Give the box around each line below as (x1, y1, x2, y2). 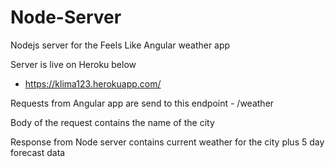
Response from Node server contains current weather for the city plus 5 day (10, 136, 325, 148)
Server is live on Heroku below (10, 58, 137, 70)
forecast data (10, 146, 66, 158)
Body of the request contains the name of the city (10, 116, 215, 128)
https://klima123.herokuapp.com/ (24, 77, 162, 90)
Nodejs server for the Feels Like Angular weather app (10, 39, 231, 51)
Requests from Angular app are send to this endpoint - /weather (10, 97, 275, 109)
